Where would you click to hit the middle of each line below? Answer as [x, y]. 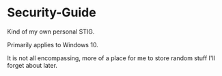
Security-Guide [52, 13]
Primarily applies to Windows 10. [53, 45]
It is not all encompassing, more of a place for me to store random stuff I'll [111, 58]
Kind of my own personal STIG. [51, 31]
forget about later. [32, 65]
